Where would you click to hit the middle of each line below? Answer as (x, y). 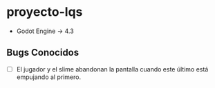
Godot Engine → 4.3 (45, 31)
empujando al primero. (48, 77)
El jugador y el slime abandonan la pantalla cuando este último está (112, 69)
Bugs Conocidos (43, 53)
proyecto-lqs (45, 12)
